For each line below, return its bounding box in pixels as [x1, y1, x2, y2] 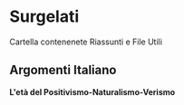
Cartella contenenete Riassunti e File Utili [9, 36, 163, 47]
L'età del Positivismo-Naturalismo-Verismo [9, 86, 176, 97]
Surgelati [9, 6, 80, 27]
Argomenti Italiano [9, 62, 117, 78]
